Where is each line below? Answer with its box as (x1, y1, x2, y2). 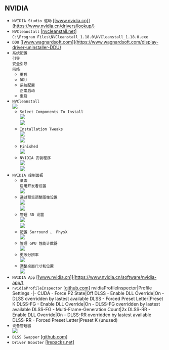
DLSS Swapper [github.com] (12, 333, 68, 340)
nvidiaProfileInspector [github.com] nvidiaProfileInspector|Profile (12, 285, 152, 291)
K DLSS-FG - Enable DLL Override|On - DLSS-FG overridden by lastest (12, 301, 160, 307)
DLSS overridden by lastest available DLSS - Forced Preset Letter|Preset (12, 295, 163, 302)
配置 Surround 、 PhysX (19, 229, 68, 234)
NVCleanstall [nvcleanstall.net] (12, 28, 77, 34)
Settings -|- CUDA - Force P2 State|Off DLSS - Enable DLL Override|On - (12, 290, 164, 296)
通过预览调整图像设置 (19, 194, 58, 200)
